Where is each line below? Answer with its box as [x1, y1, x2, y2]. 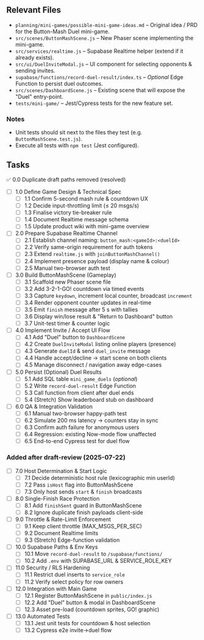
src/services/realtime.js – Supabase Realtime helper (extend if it [15, 47, 184, 55]
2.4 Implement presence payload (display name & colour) [24, 257, 170, 264]
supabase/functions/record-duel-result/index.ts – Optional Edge [15, 73, 184, 80]
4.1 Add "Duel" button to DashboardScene [24, 334, 126, 341]
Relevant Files [6, 5, 61, 15]
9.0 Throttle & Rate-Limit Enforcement [15, 515, 111, 523]
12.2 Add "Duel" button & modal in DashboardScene [24, 598, 156, 606]
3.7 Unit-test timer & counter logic [24, 320, 110, 327]
